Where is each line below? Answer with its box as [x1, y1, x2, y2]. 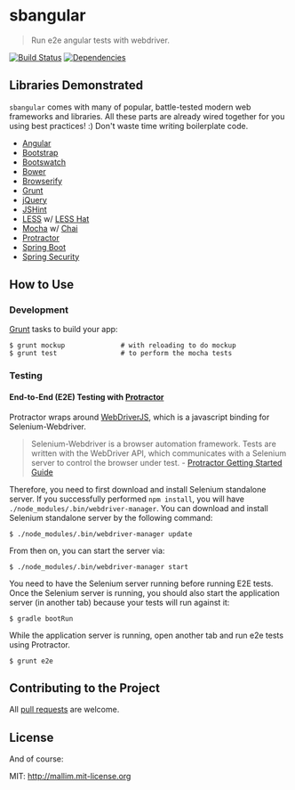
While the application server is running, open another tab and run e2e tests [9, 630, 284, 640]
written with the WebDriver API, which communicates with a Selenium [30, 447, 287, 459]
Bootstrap [21, 147, 59, 158]
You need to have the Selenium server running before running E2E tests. [9, 578, 274, 589]
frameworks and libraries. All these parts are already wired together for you [9, 110, 285, 121]
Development [9, 304, 69, 316]
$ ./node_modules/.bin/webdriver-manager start [9, 562, 189, 571]
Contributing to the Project [9, 680, 160, 696]
